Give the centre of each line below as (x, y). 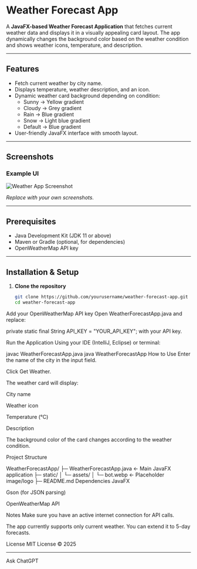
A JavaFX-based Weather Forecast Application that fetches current (89, 26)
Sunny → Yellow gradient (53, 102)
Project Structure (27, 457)
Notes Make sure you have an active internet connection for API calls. (90, 515)
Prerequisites (31, 221)
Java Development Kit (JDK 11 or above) (63, 236)
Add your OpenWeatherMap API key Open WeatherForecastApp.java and (94, 314)
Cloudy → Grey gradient (52, 108)
